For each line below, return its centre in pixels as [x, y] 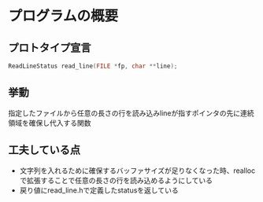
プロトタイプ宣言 [50, 48]
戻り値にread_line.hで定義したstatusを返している [99, 190]
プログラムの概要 [63, 16]
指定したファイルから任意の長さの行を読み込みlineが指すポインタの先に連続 [131, 113]
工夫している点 [44, 150]
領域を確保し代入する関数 [50, 123]
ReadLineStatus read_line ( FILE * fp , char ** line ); [93, 66]
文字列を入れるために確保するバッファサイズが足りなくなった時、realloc [137, 171]
